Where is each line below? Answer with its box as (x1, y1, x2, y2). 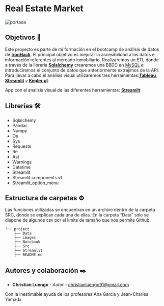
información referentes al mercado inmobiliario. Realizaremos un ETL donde (5, 57, 159, 63)
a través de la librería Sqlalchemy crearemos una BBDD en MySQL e (5, 62, 144, 68)
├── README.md (14, 253, 43, 258)
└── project (5, 227, 29, 232)
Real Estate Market (5, 3, 83, 14)
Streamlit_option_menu (12, 180, 59, 186)
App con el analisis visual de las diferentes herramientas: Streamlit (5, 87, 141, 93)
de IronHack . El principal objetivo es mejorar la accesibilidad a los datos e (5, 51, 155, 57)
